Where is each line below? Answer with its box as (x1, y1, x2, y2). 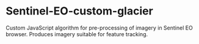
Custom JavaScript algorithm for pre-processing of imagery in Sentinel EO (5, 24, 193, 31)
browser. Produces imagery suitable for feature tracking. (5, 30, 148, 37)
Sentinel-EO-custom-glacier (5, 4, 153, 18)
